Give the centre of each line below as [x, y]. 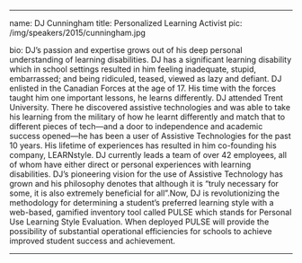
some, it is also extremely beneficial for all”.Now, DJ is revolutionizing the [145, 193]
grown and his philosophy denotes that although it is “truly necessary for [144, 184]
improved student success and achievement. [93, 241]
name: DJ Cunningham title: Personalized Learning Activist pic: [126, 23]
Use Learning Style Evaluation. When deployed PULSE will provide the [139, 222]
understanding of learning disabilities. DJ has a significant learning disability [151, 60]
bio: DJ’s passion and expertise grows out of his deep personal [126, 50]
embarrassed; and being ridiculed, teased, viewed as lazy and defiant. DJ [146, 79]
